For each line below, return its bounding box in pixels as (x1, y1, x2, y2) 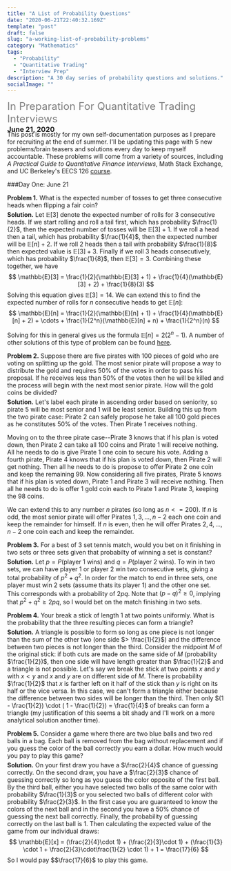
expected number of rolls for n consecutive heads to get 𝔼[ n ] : (7, 298, 183, 307)
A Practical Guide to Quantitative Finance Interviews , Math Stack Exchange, (7, 160, 223, 168)
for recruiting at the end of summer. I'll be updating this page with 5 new (7, 137, 212, 146)
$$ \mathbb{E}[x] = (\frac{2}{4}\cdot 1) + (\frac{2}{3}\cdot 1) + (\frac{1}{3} (9, 837, 223, 846)
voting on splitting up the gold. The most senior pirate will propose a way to (7, 358, 222, 367)
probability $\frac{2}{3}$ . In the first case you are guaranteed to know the (7, 797, 219, 805)
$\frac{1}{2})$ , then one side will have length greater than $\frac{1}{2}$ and (7, 657, 223, 665)
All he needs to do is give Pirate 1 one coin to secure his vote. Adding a (7, 448, 208, 456)
